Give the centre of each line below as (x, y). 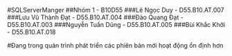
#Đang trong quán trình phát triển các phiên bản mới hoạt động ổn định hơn (115, 45)
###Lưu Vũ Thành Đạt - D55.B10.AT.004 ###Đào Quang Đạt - (95, 17)
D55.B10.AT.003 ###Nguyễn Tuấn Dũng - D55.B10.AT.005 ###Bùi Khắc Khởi (116, 25)
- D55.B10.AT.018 (32, 32)
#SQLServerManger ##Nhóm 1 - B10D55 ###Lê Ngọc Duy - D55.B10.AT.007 (116, 10)
